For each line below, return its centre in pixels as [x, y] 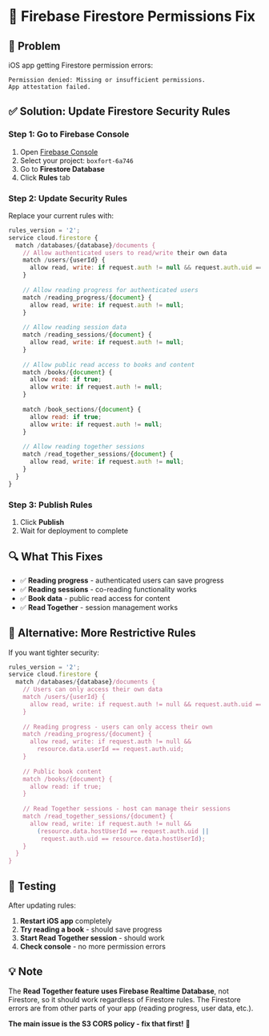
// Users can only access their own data [92, 689]
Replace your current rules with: [61, 215]
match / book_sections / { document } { [82, 409]
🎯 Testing [32, 886]
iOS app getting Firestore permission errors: [81, 65]
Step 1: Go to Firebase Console [69, 134]
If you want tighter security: [54, 652]
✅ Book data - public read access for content [95, 598]
